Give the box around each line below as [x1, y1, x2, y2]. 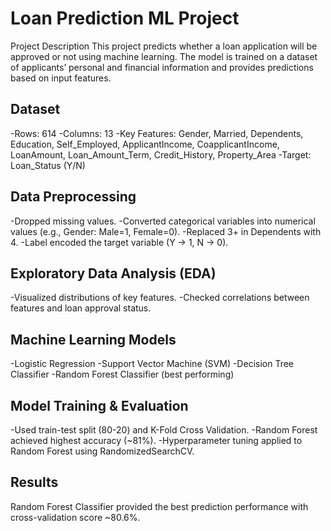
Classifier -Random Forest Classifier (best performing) [10, 368, 235, 381]
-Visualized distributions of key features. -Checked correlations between [10, 292, 310, 304]
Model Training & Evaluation [10, 397, 189, 414]
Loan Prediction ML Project [10, 7, 240, 30]
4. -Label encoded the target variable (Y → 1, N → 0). [10, 236, 229, 248]
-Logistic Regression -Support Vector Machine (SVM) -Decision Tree [10, 358, 295, 370]
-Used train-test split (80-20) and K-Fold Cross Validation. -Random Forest [10, 424, 318, 436]
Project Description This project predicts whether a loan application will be [10, 40, 318, 52]
